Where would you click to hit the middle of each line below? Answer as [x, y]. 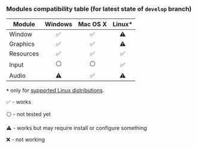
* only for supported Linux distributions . [55, 91]
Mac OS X [93, 24]
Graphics [22, 44]
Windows [59, 24]
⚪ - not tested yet [28, 114]
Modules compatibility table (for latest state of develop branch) [99, 9]
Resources [24, 54]
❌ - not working [26, 139]
